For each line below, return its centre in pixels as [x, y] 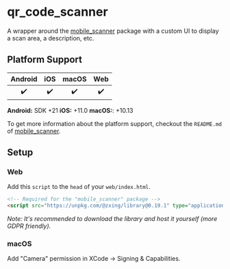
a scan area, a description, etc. [51, 38]
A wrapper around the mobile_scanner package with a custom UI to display [113, 31]
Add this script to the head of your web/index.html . [79, 187]
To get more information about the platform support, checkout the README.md [115, 123]
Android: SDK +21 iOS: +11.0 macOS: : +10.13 [70, 110]
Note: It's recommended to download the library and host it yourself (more [112, 219]
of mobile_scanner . [34, 131]
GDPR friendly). [29, 226]
